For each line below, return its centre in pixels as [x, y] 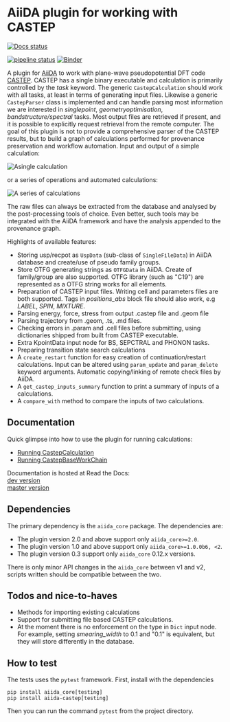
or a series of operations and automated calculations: [82, 179]
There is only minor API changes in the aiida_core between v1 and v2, [106, 567]
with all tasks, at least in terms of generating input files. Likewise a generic [113, 95]
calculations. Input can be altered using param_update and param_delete [117, 364]
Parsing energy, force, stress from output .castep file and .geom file [113, 313]
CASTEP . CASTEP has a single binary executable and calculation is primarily [115, 80]
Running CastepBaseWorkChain [62, 460]
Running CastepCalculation [56, 452]
